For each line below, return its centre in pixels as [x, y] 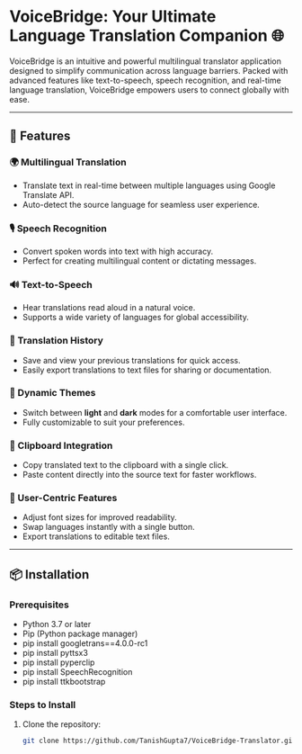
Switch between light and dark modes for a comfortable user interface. [155, 412]
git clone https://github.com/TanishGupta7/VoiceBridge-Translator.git [159, 741]
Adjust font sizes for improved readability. [99, 517]
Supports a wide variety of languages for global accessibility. [136, 318]
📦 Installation [49, 574]
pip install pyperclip [58, 662]
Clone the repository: [62, 724]
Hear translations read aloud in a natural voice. [109, 308]
